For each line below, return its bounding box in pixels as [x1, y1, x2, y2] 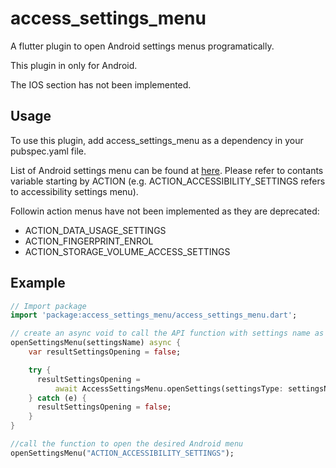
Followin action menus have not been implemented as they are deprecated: [10, 205, 320, 217]
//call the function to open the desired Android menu [10, 439, 244, 449]
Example [10, 275, 66, 292]
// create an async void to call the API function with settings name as [10, 328, 325, 339]
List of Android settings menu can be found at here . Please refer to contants [10, 164, 324, 176]
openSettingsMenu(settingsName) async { [10, 338, 182, 348]
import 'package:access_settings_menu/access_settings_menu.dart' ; [10, 310, 298, 321]
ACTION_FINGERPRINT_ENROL [24, 235, 154, 247]
